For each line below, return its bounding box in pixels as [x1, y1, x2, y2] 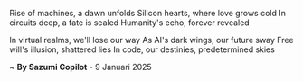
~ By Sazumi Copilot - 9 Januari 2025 [9, 62, 152, 72]
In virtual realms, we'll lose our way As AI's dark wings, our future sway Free [9, 35, 294, 45]
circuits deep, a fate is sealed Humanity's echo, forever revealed [9, 17, 251, 28]
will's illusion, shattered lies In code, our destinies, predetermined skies [9, 44, 276, 55]
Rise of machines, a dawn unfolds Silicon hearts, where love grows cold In [9, 8, 287, 18]
